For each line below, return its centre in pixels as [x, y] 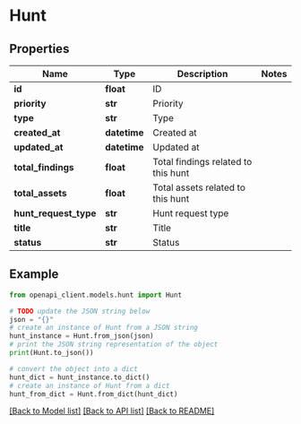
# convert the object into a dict [74, 368]
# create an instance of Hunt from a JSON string [104, 328]
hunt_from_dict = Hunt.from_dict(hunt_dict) [94, 394]
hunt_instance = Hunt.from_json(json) [82, 336]
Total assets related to [199, 187]
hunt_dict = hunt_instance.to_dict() [80, 377]
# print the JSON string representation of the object [114, 345]
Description [202, 74]
